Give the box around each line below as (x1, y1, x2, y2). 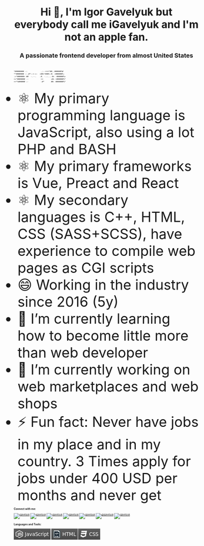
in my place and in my (17, 436, 161, 453)
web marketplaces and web (17, 377, 199, 396)
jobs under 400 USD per (17, 469, 178, 487)
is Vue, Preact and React (17, 174, 179, 192)
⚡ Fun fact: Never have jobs (17, 413, 199, 431)
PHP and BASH (17, 140, 117, 158)
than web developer (17, 344, 149, 361)
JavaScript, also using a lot (17, 123, 195, 141)
